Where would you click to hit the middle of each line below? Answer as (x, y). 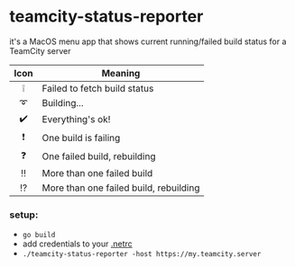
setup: (24, 215)
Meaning (121, 73)
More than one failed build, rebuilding (121, 188)
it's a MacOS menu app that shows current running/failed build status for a (148, 41)
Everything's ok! (76, 120)
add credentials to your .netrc (77, 244)
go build (39, 236)
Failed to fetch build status (98, 88)
